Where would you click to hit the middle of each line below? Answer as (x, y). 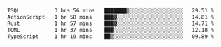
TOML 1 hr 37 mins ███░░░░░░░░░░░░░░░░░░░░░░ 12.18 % (111, 30)
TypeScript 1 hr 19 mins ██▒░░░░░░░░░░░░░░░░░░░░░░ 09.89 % (111, 36)
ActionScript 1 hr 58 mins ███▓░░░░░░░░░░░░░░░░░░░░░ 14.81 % (111, 17)
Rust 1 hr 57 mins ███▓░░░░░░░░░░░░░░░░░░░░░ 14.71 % (111, 23)
